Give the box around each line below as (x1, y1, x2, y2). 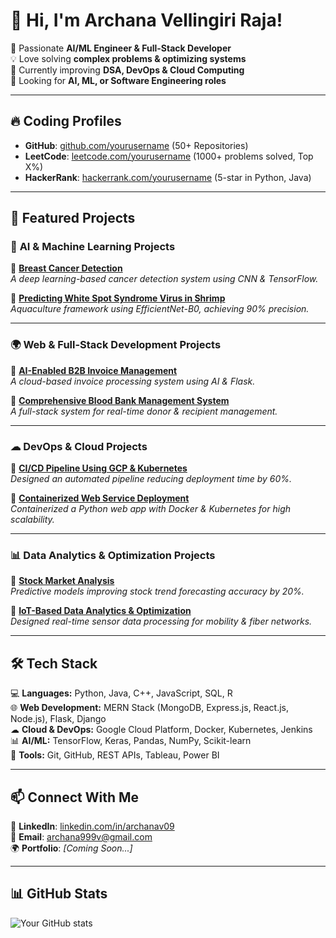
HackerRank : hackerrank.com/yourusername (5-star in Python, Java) (24, 171, 312, 183)
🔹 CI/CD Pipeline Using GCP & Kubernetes (10, 462, 188, 474)
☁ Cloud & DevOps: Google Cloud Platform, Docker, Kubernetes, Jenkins (10, 724, 313, 736)
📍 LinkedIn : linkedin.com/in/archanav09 (10, 820, 175, 832)
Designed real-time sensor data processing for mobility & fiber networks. (10, 615, 313, 628)
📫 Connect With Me (10, 789, 140, 806)
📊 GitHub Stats (10, 885, 108, 903)
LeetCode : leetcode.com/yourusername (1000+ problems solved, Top (24, 150, 314, 162)
